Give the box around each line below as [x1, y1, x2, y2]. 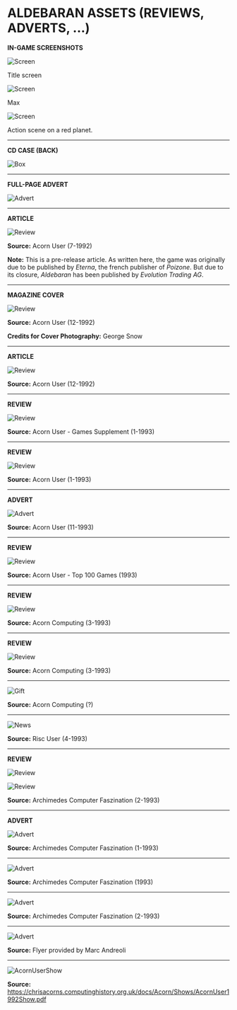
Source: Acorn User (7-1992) [7, 241, 93, 250]
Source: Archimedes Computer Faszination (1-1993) [7, 844, 159, 852]
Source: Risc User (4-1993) [7, 734, 88, 742]
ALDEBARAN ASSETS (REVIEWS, [7, 5, 205, 21]
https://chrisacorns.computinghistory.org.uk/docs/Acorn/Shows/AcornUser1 [7, 987, 230, 996]
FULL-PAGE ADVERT [7, 180, 68, 188]
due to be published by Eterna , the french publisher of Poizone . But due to [7, 263, 224, 271]
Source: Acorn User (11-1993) [7, 522, 94, 532]
